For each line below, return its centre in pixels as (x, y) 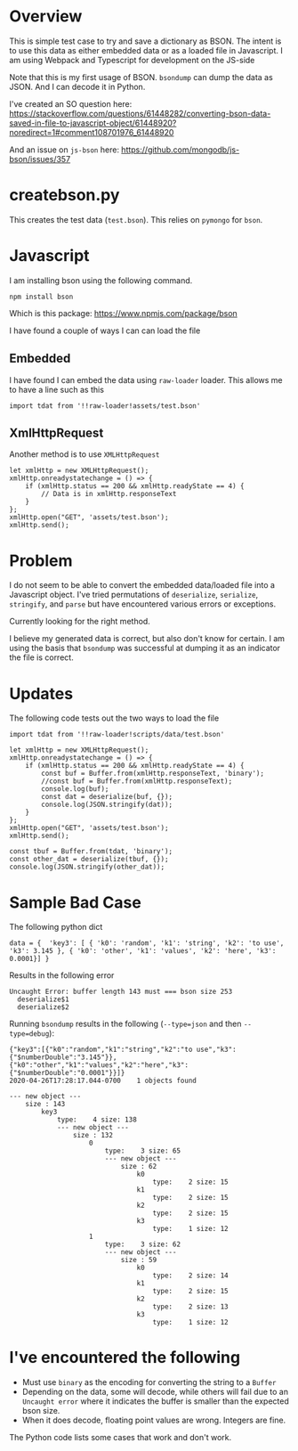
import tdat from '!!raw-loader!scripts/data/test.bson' (117, 735)
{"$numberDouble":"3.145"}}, (63, 1057)
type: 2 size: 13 (190, 1307)
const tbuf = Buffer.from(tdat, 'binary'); (91, 852)
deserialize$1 (43, 999)
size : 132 (93, 1136)
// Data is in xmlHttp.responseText (109, 494)
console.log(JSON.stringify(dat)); (107, 805)
